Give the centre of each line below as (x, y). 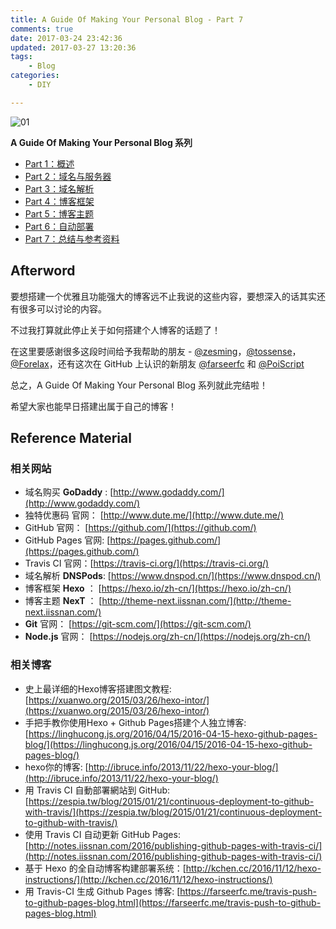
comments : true (42, 29)
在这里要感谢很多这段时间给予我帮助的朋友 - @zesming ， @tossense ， (156, 351)
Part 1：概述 (49, 163)
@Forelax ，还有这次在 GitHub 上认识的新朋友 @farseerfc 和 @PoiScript (157, 363)
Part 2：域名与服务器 (68, 176)
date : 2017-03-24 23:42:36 (66, 38)
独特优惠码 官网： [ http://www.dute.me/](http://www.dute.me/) (154, 515)
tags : (21, 57)
